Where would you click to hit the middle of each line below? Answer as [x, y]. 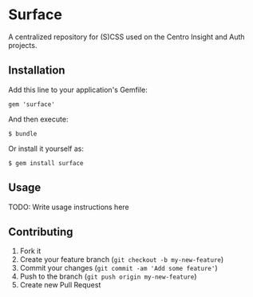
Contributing [41, 232]
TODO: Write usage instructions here [69, 207]
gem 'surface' [32, 104]
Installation [37, 71]
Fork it [30, 251]
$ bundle [23, 133]
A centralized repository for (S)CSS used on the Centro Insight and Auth [126, 37]
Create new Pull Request [60, 285]
